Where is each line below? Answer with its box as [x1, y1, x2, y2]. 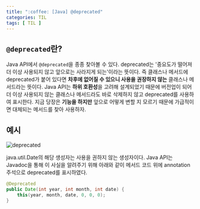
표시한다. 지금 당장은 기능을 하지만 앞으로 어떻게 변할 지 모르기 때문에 [12, 98, 174, 106]
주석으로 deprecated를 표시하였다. [6, 169, 88, 176]
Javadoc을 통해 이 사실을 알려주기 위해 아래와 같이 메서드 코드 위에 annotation [6, 162, 190, 168]
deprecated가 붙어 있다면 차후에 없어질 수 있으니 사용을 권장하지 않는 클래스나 [6, 76, 188, 83]
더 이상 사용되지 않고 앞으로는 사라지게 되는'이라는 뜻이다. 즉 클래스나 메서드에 [6, 68, 189, 76]
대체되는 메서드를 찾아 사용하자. [12, 106, 86, 113]
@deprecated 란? [6, 43, 63, 54]
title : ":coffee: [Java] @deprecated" [6, 8, 103, 15]
